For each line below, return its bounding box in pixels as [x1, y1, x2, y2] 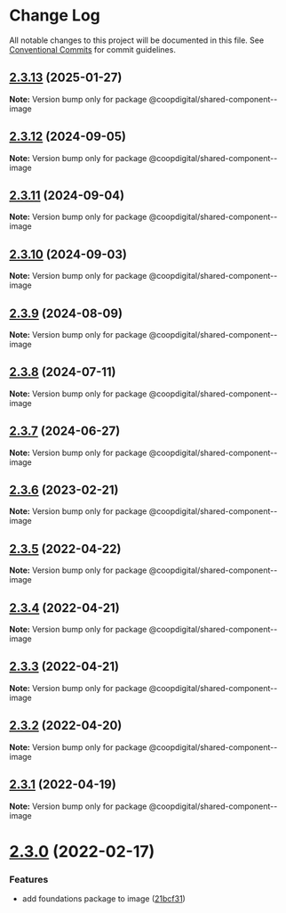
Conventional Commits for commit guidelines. [9, 44, 176, 54]
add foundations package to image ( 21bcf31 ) [21, 893, 187, 904]
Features [9, 873, 49, 885]
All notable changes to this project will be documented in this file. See [9, 35, 265, 45]
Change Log [9, 5, 100, 26]
